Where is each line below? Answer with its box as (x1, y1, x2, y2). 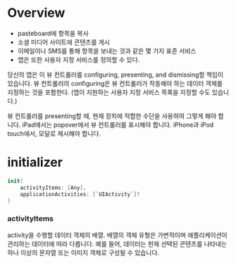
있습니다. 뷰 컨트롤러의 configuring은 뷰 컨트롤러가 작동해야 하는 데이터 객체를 (7, 79, 223, 87)
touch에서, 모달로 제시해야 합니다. (7, 129, 101, 138)
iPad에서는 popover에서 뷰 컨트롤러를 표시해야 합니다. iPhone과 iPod (22, 120, 214, 129)
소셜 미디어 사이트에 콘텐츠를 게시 (17, 37, 111, 46)
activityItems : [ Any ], (20, 184, 87, 191)
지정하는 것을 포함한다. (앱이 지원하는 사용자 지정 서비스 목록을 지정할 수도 (7, 88, 211, 96)
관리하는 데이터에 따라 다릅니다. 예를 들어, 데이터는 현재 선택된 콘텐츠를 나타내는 (7, 239, 228, 248)
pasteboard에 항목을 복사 (17, 29, 89, 37)
